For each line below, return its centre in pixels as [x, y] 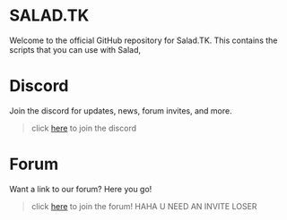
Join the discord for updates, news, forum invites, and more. [121, 110]
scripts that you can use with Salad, [75, 49]
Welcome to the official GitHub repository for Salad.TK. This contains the [143, 40]
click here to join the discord [84, 128]
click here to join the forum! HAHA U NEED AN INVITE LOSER [144, 206]
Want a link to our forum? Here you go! [81, 189]
